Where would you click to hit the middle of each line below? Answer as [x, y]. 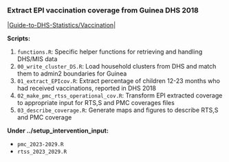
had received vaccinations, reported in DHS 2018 [87, 89]
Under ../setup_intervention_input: [58, 131]
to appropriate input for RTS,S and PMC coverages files [96, 103]
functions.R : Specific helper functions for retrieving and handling [110, 52]
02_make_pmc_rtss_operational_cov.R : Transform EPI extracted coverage [120, 95]
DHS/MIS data [37, 59]
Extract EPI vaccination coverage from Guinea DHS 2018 [103, 10]
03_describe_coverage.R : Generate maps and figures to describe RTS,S [118, 110]
